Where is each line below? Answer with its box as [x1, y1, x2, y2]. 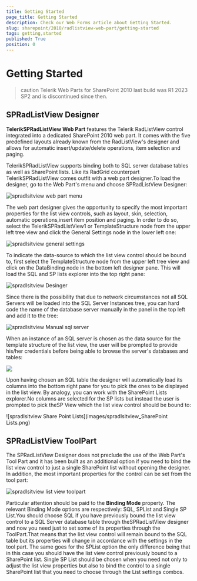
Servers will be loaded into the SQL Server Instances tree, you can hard [6, 299, 179, 307]
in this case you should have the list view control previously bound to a [6, 550, 178, 557]
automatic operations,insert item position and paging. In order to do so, [6, 216, 178, 223]
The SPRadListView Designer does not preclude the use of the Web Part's [6, 452, 185, 459]
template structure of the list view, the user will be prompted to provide [6, 341, 178, 348]
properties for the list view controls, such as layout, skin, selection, [6, 210, 168, 217]
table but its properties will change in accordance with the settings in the [6, 537, 182, 544]
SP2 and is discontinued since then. [20, 93, 108, 100]
